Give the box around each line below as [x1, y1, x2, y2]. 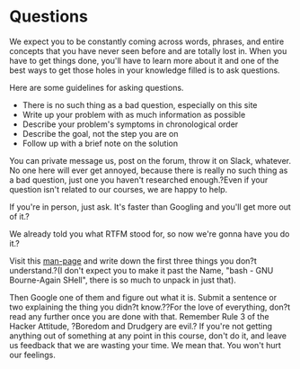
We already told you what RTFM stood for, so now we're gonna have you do [9, 228, 290, 239]
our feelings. [9, 349, 57, 360]
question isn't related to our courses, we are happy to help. [9, 184, 228, 194]
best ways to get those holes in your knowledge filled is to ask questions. [9, 65, 280, 76]
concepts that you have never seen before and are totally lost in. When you [9, 45, 287, 56]
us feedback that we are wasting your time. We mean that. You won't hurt [9, 339, 281, 350]
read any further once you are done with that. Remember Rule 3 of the [9, 310, 269, 321]
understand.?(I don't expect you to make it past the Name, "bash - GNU [9, 265, 274, 275]
